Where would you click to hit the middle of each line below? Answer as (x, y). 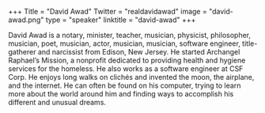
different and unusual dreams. (57, 102)
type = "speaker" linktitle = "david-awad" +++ (121, 20)
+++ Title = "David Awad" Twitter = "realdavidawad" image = (108, 11)
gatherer (22, 52)
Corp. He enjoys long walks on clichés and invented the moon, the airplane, (131, 77)
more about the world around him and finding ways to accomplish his (121, 94)
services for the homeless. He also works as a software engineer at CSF (126, 69)
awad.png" (26, 20)
